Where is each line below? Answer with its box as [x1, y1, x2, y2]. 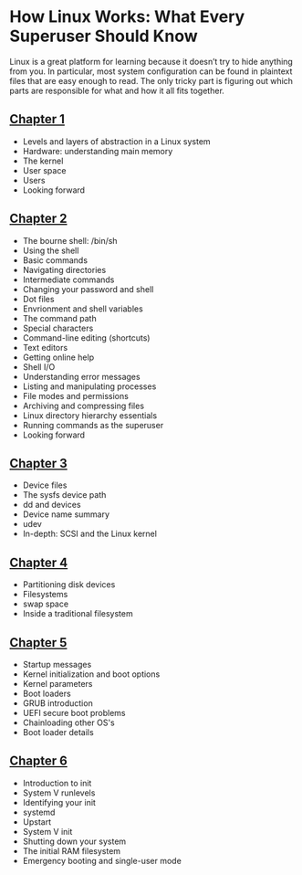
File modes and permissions [22, 390, 130, 401]
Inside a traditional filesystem [22, 608, 134, 619]
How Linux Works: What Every [9, 6, 245, 27]
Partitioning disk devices [22, 579, 116, 590]
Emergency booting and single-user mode [22, 855, 182, 866]
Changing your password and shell [22, 283, 154, 294]
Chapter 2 [9, 211, 68, 227]
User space [22, 164, 67, 175]
